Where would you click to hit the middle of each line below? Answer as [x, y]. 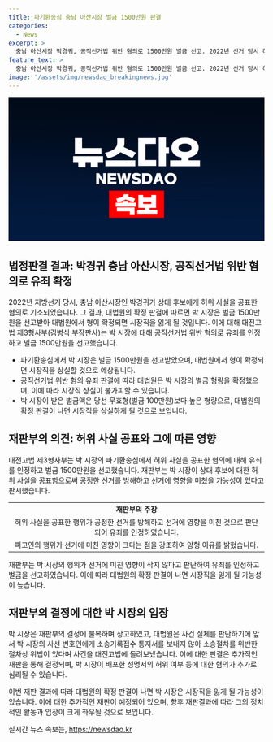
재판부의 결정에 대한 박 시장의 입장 [89, 613]
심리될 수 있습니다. [38, 675]
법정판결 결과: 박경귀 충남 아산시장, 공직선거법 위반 [128, 265]
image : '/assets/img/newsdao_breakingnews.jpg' [91, 77]
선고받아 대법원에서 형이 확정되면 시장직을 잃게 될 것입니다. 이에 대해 [132, 323]
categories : [28, 26]
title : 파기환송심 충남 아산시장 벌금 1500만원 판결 [85, 17]
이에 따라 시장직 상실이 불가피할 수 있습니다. [101, 391]
